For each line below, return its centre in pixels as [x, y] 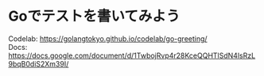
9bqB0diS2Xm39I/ [39, 63]
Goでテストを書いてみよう [94, 16]
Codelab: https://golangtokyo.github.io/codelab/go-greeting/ [108, 38]
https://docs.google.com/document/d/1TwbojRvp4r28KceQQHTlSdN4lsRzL [132, 55]
